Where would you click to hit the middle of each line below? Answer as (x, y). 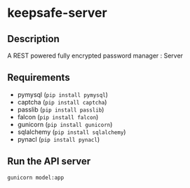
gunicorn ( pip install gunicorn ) (65, 124)
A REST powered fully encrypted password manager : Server (95, 55)
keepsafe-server (57, 13)
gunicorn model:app (36, 177)
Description (33, 39)
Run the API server (49, 162)
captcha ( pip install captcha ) (62, 102)
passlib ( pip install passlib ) (61, 109)
